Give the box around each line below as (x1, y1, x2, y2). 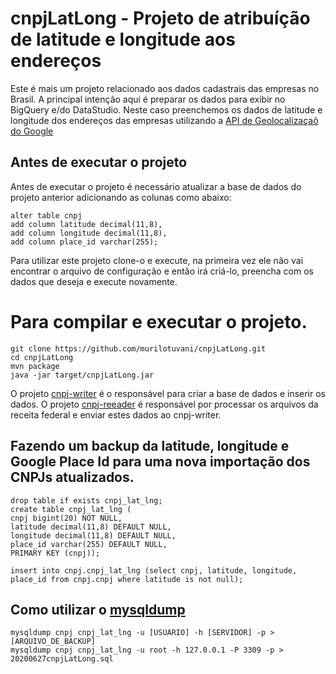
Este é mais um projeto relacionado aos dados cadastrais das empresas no (10, 82, 320, 94)
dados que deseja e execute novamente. (10, 275, 178, 287)
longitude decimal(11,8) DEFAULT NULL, (10, 530, 177, 541)
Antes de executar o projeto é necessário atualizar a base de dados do (10, 180, 302, 192)
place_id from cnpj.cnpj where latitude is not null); (10, 574, 244, 584)
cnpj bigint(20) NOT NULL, (10, 513, 123, 523)
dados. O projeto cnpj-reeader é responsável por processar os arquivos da (10, 398, 319, 410)
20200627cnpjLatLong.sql (10, 654, 114, 664)
